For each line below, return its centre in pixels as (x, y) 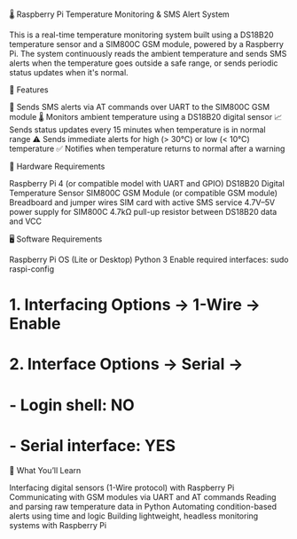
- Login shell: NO (72, 405)
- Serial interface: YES (92, 445)
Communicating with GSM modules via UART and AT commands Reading (143, 496)
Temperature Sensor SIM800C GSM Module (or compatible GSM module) (143, 193)
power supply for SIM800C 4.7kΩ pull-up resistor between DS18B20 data (143, 212)
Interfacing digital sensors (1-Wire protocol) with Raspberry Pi (122, 487)
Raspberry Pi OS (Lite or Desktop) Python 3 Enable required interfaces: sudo (149, 259)
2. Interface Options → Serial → (126, 365)
